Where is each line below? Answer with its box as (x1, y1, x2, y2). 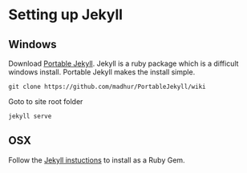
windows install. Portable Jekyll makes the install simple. (8, 67, 196, 77)
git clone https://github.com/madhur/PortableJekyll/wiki (8, 82, 206, 91)
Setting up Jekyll (8, 6, 123, 24)
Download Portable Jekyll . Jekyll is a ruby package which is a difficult (8, 58, 239, 68)
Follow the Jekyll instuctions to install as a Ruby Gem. (8, 155, 186, 165)
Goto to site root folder (8, 97, 83, 106)
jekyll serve (8, 112, 52, 120)
